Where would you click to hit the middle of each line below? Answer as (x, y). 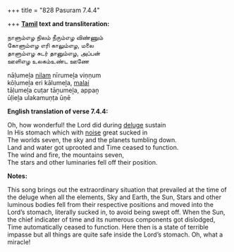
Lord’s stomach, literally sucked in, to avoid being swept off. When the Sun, (116, 212)
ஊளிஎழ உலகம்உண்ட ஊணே (48, 61)
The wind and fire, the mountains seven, (66, 155)
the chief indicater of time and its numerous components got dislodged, (111, 220)
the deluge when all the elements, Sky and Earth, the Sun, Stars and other (115, 197)
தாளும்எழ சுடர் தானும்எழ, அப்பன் (54, 53)
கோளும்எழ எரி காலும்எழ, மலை (51, 45)
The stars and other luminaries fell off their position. (82, 162)
